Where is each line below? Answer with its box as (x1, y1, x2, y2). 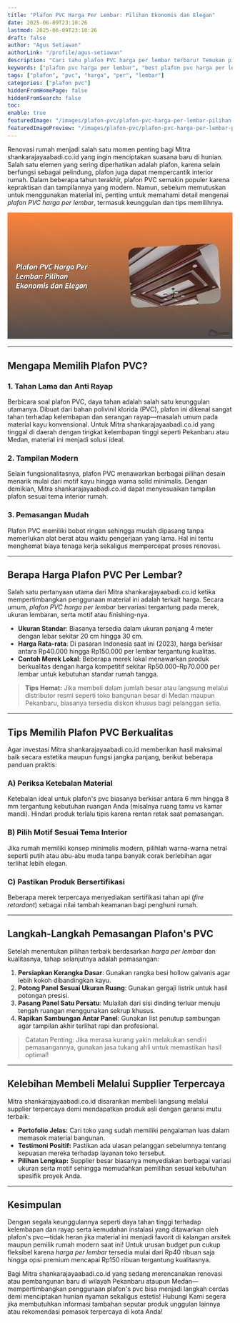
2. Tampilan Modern (7, 453, 79, 463)
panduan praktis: (7, 761, 57, 769)
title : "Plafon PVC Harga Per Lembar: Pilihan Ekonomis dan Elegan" (7, 11, 216, 19)
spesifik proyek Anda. (17, 1172, 82, 1180)
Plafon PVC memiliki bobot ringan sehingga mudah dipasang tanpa (7, 526, 204, 535)
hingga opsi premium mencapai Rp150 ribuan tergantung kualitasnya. (7, 1256, 211, 1264)
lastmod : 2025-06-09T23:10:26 (7, 26, 98, 34)
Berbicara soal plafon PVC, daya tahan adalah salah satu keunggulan (7, 397, 210, 406)
